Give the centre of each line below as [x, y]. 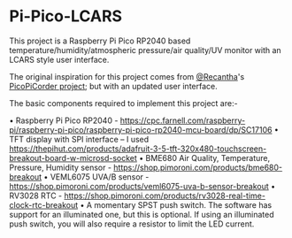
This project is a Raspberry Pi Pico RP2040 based [100, 41]
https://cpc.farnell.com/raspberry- [183, 120]
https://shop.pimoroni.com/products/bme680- [198, 167]
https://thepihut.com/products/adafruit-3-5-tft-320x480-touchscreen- [138, 149]
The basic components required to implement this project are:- [123, 103]
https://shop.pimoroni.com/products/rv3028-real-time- [165, 196]
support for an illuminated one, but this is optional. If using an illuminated [142, 214]
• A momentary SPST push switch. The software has [176, 204]
